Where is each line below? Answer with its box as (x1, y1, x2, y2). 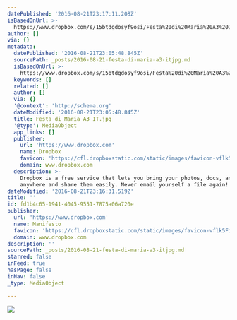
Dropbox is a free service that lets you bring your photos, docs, (20, 174, 222, 182)
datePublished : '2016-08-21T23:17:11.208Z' (7, 10, 138, 18)
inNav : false (7, 273, 46, 280)
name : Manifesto (13, 220, 61, 227)
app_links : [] (13, 129, 55, 136)
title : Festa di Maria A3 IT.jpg (13, 115, 112, 122)
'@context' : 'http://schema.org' (13, 102, 112, 109)
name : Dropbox (20, 148, 61, 155)
